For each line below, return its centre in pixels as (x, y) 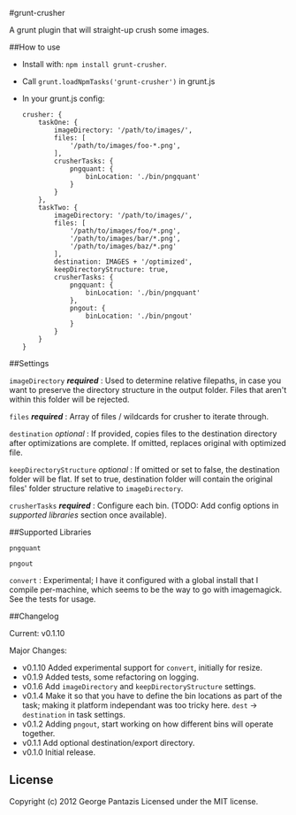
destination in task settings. (73, 715)
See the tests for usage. (53, 599)
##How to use (35, 47)
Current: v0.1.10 (37, 633)
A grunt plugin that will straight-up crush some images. (109, 30)
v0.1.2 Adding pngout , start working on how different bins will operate (148, 724)
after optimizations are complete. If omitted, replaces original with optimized (148, 443)
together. (38, 733)
